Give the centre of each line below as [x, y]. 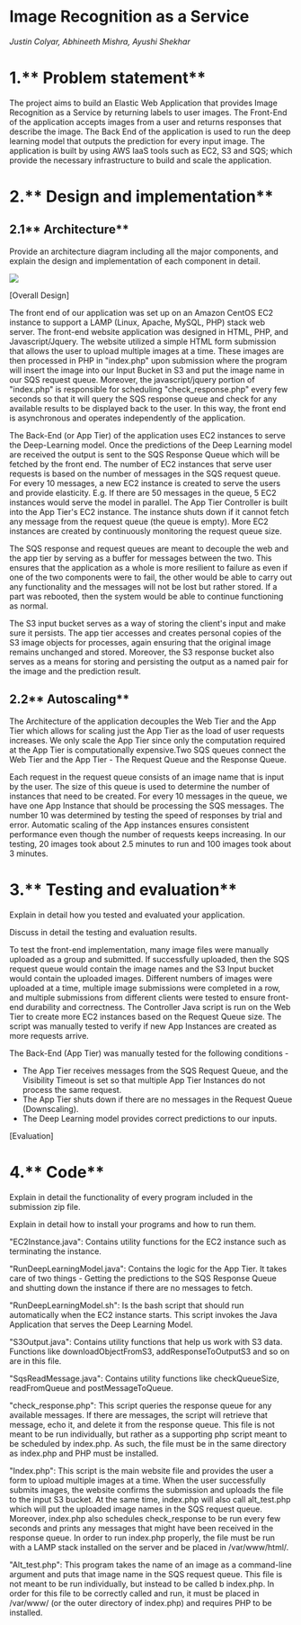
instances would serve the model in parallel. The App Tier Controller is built [149, 502]
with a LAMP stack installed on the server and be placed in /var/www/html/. [149, 1547]
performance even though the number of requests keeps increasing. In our [148, 834]
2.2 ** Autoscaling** [70, 700]
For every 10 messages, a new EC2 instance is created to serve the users [145, 483]
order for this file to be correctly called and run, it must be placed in [134, 1593]
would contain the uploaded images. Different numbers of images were [141, 978]
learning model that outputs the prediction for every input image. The [137, 140]
